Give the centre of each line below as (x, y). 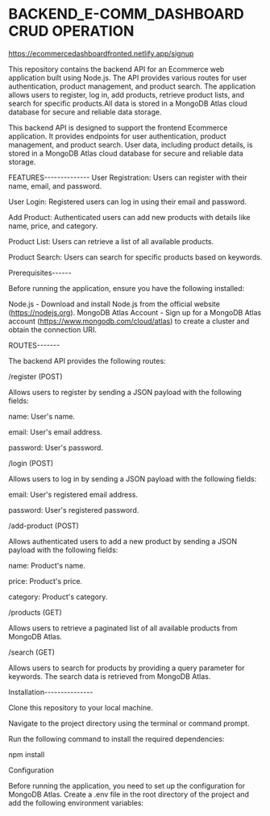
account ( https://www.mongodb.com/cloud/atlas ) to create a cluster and (129, 321)
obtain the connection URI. (52, 329)
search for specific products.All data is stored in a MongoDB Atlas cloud (128, 103)
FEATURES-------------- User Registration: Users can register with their (128, 177)
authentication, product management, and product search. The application (132, 86)
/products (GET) (35, 612)
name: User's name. (42, 416)
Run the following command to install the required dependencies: (116, 739)
